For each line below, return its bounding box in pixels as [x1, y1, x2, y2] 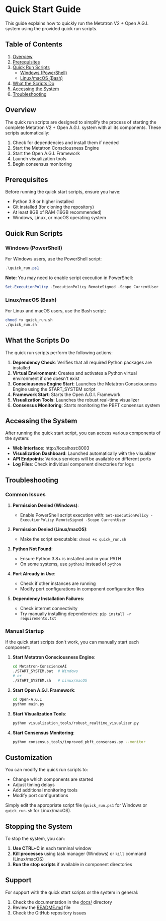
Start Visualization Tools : [12, 710, 67, 716]
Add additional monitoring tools [12, 787, 78, 793]
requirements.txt [20, 616, 57, 621]
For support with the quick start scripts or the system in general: [5, 889, 138, 895]
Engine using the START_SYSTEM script [12, 386, 96, 392]
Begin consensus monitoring [12, 161, 72, 167]
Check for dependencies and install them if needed [12, 140, 119, 146]
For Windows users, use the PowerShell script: [5, 256, 102, 262]
